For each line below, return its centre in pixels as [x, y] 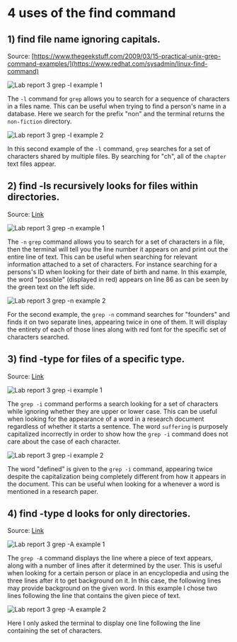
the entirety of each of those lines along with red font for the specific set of [117, 329]
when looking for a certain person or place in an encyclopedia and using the [118, 573]
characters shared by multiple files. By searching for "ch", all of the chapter [117, 156]
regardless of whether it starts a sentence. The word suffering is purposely [118, 426]
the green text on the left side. [51, 287]
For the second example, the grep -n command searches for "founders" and [118, 314]
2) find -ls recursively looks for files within [103, 186]
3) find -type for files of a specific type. [96, 359]
